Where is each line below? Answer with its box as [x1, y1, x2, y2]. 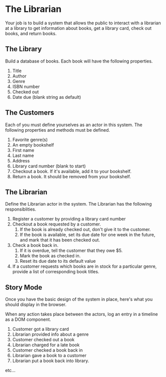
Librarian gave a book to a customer [12, 353, 87, 359]
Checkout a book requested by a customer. [12, 221, 101, 227]
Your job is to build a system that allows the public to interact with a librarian [5, 20, 161, 26]
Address [12, 157, 30, 163]
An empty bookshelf [12, 142, 54, 148]
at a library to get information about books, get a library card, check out [5, 25, 152, 31]
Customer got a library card [12, 326, 69, 332]
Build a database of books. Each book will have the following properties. [5, 58, 153, 64]
